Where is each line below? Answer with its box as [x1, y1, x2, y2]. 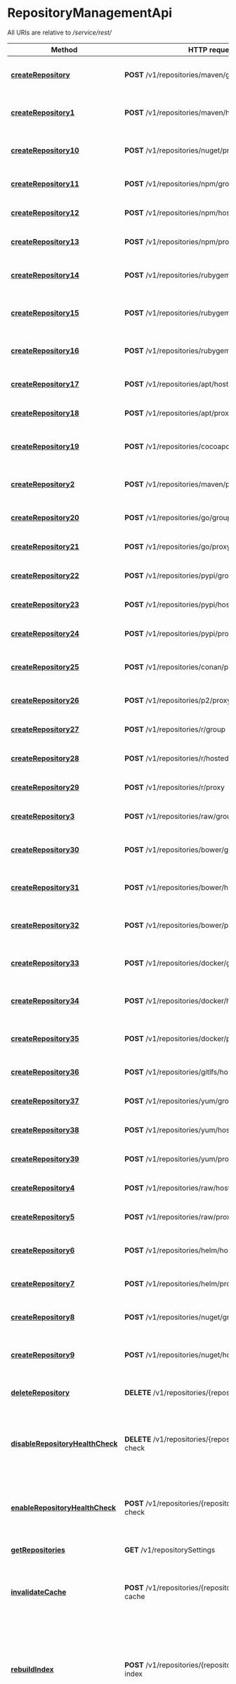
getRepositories [11, 1545, 65, 1555]
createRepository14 [11, 270, 79, 280]
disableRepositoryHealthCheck [11, 1439, 118, 1449]
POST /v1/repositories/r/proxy [124, 782, 225, 792]
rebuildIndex [11, 1664, 54, 1674]
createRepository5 [11, 1212, 75, 1222]
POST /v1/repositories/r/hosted [124, 753, 229, 763]
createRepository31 [11, 882, 79, 892]
